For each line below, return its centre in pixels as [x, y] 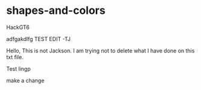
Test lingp [19, 69]
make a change [25, 80]
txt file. [15, 57]
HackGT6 [18, 27]
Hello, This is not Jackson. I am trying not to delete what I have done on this [101, 50]
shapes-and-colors [56, 11]
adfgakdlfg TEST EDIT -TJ [39, 39]
